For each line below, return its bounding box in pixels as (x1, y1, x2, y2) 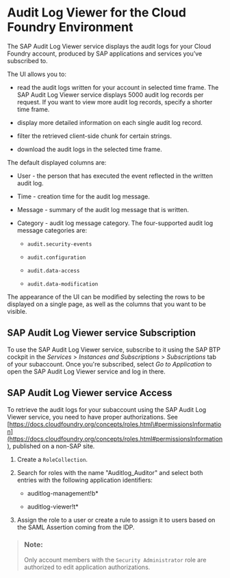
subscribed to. (7, 56, 48, 65)
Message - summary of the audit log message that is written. (16, 205, 190, 213)
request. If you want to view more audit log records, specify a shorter (16, 97, 213, 106)
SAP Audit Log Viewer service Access (7, 387, 172, 399)
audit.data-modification (27, 280, 99, 288)
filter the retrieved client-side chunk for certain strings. (16, 132, 172, 140)
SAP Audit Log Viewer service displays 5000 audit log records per (16, 91, 204, 99)
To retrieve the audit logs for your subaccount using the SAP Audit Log (7, 405, 207, 413)
